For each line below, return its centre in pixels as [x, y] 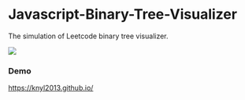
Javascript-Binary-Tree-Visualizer [123, 14]
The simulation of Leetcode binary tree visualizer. [88, 36]
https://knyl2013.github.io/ [51, 88]
